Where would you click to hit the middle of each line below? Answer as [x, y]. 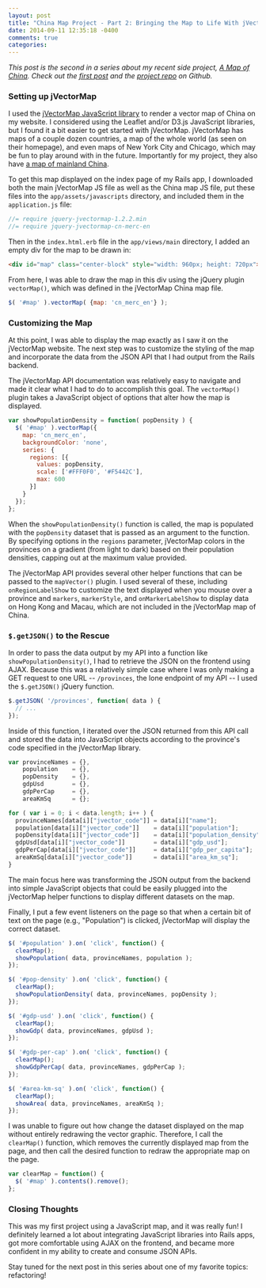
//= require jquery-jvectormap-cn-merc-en [79, 226]
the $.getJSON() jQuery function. [61, 686]
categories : [28, 45]
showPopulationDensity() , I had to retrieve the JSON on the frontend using [129, 661]
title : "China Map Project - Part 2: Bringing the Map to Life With [123, 23]
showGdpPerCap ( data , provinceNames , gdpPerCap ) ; [101, 1067]
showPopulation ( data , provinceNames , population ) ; [104, 958]
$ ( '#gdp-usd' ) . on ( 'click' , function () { [81, 1016]
